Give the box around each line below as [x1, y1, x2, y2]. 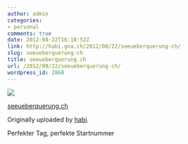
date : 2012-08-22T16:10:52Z [7, 37, 90, 44]
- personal [7, 23, 39, 30]
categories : [7, 17, 42, 24]
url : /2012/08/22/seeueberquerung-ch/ [7, 63, 121, 70]
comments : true [7, 30, 52, 37]
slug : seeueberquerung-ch [7, 50, 83, 57]
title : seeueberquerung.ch [7, 56, 87, 63]
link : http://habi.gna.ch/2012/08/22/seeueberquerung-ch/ [7, 43, 181, 50]
